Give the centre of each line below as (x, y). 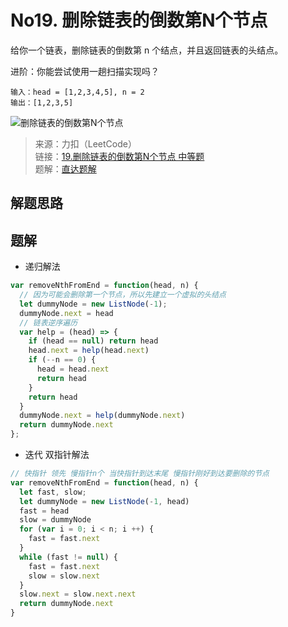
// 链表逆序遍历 (48, 322)
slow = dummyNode (55, 520)
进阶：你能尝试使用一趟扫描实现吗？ (85, 71)
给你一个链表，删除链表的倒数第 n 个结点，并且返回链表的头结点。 (147, 50)
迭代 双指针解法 (57, 455)
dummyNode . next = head (66, 313)
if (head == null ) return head (93, 341)
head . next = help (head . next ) (89, 351)
